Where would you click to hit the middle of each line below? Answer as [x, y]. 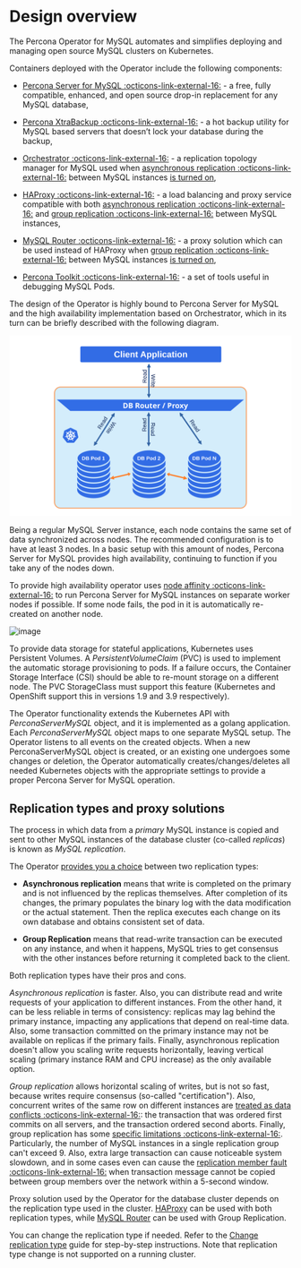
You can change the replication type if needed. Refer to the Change [134, 1235]
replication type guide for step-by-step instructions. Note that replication [143, 1244]
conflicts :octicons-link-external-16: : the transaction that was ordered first [146, 1114]
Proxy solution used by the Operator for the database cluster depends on [144, 1198]
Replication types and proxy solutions [117, 808]
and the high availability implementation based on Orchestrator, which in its [148, 313]
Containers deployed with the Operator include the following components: [146, 68]
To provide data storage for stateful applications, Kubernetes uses [131, 649]
